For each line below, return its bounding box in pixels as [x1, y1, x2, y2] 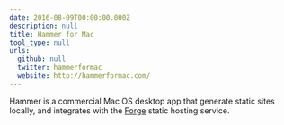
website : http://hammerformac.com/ [17, 71, 151, 80]
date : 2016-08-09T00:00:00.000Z [9, 12, 130, 22]
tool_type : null [9, 37, 70, 47]
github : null [17, 54, 67, 63]
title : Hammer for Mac [9, 29, 94, 38]
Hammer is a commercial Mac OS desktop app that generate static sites [9, 96, 276, 106]
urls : [9, 46, 30, 55]
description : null [9, 21, 78, 30]
